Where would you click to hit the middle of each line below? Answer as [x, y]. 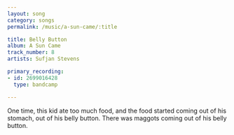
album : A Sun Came [34, 46]
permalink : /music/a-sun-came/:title [62, 27]
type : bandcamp [36, 85]
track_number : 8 [31, 52]
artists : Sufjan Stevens [43, 59]
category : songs [31, 20]
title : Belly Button [37, 39]
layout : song [26, 14]
